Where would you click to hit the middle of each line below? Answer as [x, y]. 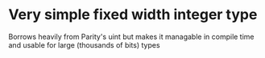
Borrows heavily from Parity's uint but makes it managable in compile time [132, 37]
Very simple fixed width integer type [133, 15]
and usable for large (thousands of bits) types [84, 44]
